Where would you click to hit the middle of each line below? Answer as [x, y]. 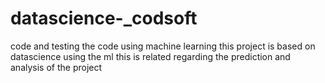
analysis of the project [56, 67]
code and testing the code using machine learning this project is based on [163, 46]
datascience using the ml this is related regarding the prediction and [150, 56]
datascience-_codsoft [104, 18]
